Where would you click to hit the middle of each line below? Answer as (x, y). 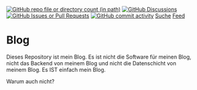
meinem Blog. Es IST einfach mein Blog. (56, 69)
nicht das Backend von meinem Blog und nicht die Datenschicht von (92, 63)
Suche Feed (170, 16)
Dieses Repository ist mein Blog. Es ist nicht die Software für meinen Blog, (99, 57)
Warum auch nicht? (30, 81)
